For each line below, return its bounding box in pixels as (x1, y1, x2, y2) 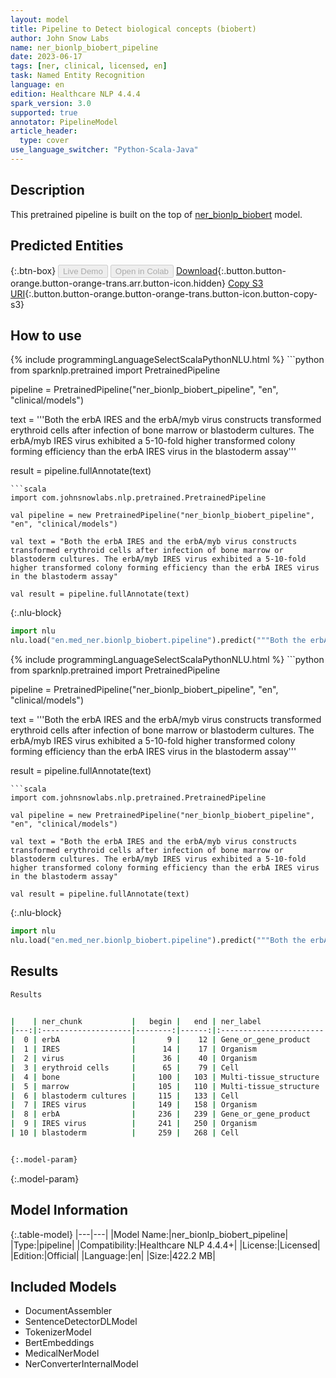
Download (175, 264, 218, 276)
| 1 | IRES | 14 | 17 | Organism (10, 1044, 257, 1055)
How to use (10, 327, 82, 344)
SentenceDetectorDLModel (24, 1316, 138, 1328)
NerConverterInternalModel (24, 1358, 139, 1370)
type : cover (19, 136, 70, 146)
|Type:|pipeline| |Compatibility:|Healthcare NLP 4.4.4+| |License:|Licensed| (10, 1239, 321, 1251)
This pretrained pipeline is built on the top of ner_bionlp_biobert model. (10, 208, 303, 220)
